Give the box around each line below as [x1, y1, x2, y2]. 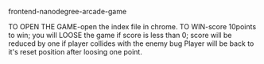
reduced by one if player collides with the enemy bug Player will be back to [8, 39, 254, 48]
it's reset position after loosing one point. [8, 47, 143, 56]
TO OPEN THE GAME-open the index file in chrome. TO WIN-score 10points [8, 22, 257, 31]
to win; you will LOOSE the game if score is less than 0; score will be [8, 31, 232, 40]
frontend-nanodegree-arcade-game [8, 7, 127, 16]
